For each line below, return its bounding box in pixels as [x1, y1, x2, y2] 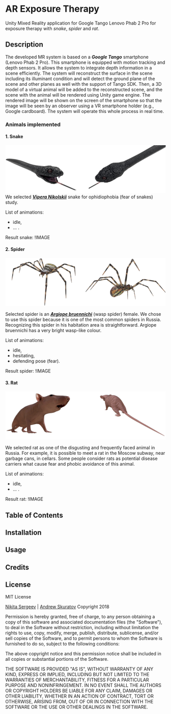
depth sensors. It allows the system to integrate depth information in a [5, 64, 152, 71]
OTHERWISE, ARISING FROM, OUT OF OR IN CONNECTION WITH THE [5, 699, 154, 705]
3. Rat [5, 379, 18, 386]
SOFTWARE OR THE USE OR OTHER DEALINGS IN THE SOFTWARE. [5, 704, 148, 710]
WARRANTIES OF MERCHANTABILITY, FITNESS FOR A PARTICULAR [5, 677, 149, 683]
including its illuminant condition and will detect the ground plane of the [5, 75, 155, 82]
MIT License [5, 594, 32, 600]
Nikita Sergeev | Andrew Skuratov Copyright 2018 [5, 604, 109, 610]
